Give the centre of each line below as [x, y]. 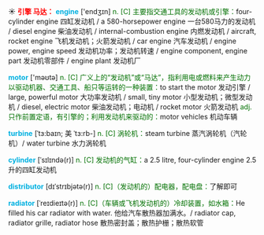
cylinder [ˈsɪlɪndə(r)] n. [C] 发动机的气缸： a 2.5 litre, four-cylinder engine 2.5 [132, 160]
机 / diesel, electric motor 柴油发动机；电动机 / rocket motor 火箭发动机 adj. [130, 107]
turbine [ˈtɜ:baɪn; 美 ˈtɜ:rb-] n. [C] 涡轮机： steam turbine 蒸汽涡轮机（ [121, 133]
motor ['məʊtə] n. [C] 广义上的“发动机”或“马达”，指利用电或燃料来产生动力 [129, 77]
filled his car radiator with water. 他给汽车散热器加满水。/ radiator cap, [122, 213]
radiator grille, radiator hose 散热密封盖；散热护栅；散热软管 [106, 223]
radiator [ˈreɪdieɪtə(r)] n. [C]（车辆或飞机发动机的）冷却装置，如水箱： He [127, 203]
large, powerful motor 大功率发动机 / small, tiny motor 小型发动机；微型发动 [130, 97]
